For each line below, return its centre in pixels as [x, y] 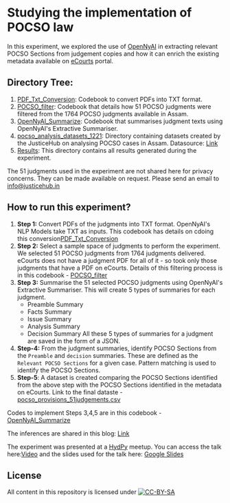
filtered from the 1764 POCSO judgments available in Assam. [103, 114]
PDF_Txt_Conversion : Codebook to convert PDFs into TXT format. [110, 99]
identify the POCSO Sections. [59, 370]
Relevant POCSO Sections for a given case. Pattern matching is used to [116, 363]
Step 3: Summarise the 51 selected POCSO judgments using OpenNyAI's [120, 282]
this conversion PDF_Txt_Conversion [68, 238]
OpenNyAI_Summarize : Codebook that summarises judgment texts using [120, 121]
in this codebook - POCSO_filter [62, 275]
